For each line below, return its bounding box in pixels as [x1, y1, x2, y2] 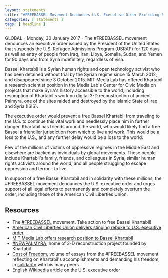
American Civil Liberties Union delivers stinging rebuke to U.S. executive [12, 224, 161, 231]
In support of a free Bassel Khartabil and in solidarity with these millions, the [5, 175, 162, 181]
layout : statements [5, 7, 46, 13]
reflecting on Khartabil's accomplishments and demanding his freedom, [12, 256, 160, 262]
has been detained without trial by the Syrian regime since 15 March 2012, [5, 71, 157, 78]
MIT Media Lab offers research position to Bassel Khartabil [12, 235, 133, 241]
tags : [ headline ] [5, 21, 46, 27]
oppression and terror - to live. [5, 166, 68, 172]
